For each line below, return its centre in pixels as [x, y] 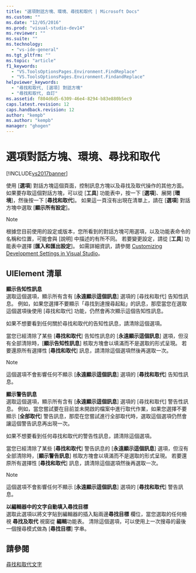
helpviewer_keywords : [32, 83]
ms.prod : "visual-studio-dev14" [45, 28]
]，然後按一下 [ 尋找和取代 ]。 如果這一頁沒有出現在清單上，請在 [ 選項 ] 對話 [101, 200]
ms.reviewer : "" [26, 33]
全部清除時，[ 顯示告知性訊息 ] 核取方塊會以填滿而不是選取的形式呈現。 [96, 343]
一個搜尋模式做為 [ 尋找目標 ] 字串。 [48, 528]
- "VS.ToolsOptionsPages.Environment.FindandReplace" [78, 77]
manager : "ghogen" [28, 126]
